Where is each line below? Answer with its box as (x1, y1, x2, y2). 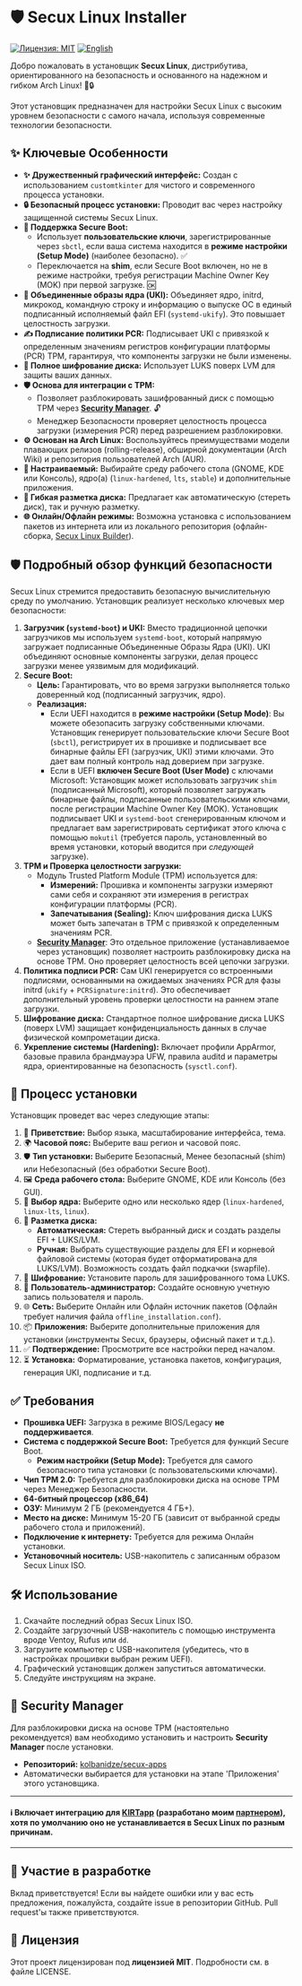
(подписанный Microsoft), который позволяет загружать (49, 784, 266, 794)
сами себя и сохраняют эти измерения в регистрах (49, 889, 249, 899)
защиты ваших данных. (22, 369, 113, 380)
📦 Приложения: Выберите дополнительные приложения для (22, 1322, 261, 1332)
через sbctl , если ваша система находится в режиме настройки (36, 240, 288, 251)
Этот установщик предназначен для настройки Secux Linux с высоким (10, 100, 282, 111)
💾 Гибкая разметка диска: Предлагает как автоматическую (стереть (22, 491, 291, 502)
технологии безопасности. (10, 119, 113, 130)
